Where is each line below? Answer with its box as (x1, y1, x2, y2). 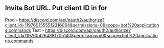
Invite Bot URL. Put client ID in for (5, 4, 108, 12)
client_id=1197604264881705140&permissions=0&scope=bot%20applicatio (5, 32, 158, 38)
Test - (32, 27, 44, 33)
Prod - (5, 17, 18, 23)
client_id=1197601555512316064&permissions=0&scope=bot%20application (5, 22, 159, 28)
